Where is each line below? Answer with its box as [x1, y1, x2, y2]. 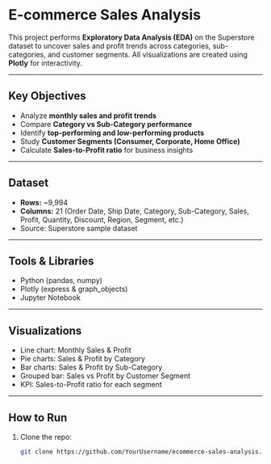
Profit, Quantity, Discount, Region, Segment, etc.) [19, 214, 184, 224]
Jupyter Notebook [19, 293, 81, 302]
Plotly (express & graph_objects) [19, 285, 128, 294]
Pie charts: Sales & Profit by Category [19, 354, 145, 364]
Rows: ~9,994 [19, 197, 69, 207]
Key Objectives [8, 89, 86, 103]
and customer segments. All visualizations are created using [47, 49, 248, 59]
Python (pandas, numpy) [19, 276, 103, 285]
